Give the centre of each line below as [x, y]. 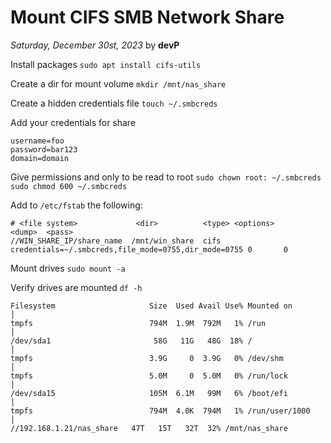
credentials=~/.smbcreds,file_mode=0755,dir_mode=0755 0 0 [149, 249]
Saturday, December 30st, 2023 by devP [95, 45]
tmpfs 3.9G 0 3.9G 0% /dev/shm [147, 358]
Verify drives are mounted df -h [76, 287]
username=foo [37, 141]
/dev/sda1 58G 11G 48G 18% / [131, 341]
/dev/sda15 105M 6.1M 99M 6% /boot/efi [149, 393]
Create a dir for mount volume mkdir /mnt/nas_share [118, 83]
